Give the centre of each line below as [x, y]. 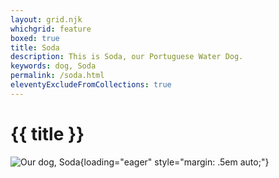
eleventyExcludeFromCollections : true [91, 85]
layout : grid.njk [46, 19]
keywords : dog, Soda [53, 66]
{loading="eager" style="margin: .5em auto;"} [174, 162]
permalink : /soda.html [57, 76]
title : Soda [35, 47]
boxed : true [35, 38]
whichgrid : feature [51, 29]
